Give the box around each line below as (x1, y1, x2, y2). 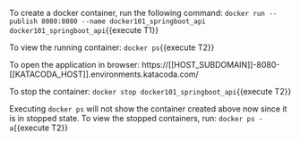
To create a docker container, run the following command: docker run (9, 8, 266, 18)
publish (9, 17, 39, 26)
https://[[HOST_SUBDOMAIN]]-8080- (141, 60, 280, 70)
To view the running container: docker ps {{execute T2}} (9, 42, 215, 53)
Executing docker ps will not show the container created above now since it (9, 104, 287, 114)
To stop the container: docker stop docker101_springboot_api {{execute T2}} (9, 87, 292, 96)
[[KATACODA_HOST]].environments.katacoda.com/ (9, 69, 199, 79)
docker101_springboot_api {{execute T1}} (9, 25, 159, 35)
